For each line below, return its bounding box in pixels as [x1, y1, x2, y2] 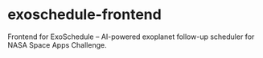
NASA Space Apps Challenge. [7, 40, 107, 49]
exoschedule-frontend [7, 6, 162, 24]
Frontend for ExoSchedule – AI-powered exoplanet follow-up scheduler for [7, 32, 255, 41]
